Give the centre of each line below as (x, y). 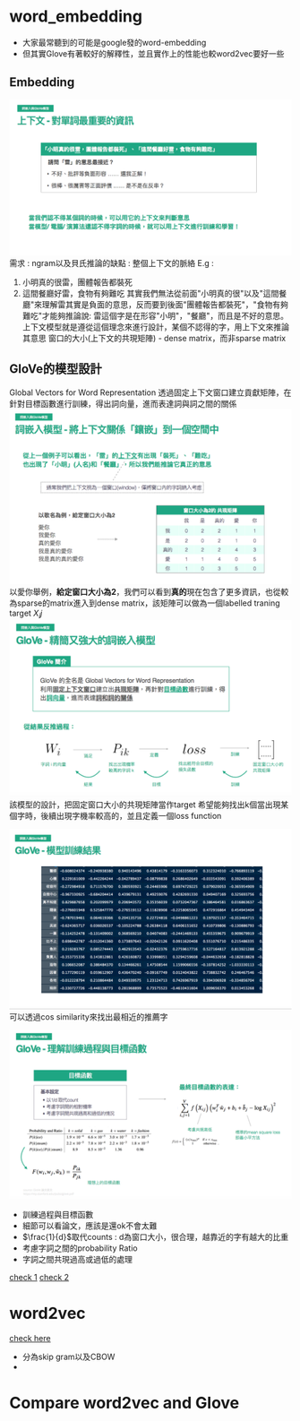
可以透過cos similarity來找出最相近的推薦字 (89, 1016)
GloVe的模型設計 (56, 369)
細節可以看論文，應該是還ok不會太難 (90, 1226)
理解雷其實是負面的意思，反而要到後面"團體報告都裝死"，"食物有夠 (165, 304)
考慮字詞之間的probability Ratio (80, 1248)
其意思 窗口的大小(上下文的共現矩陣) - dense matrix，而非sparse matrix (154, 338)
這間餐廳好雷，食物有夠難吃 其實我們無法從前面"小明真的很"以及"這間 (150, 293)
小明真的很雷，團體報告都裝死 (77, 282)
